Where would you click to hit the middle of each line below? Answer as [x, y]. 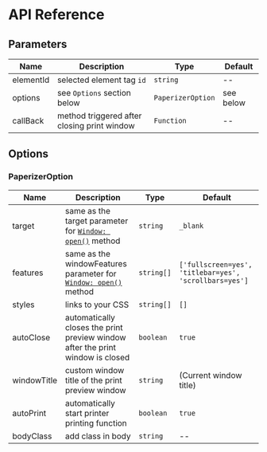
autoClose [31, 337]
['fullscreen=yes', [215, 264]
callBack [28, 121]
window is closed [97, 357]
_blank [191, 226]
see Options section [94, 93]
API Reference [56, 15]
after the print [91, 347]
